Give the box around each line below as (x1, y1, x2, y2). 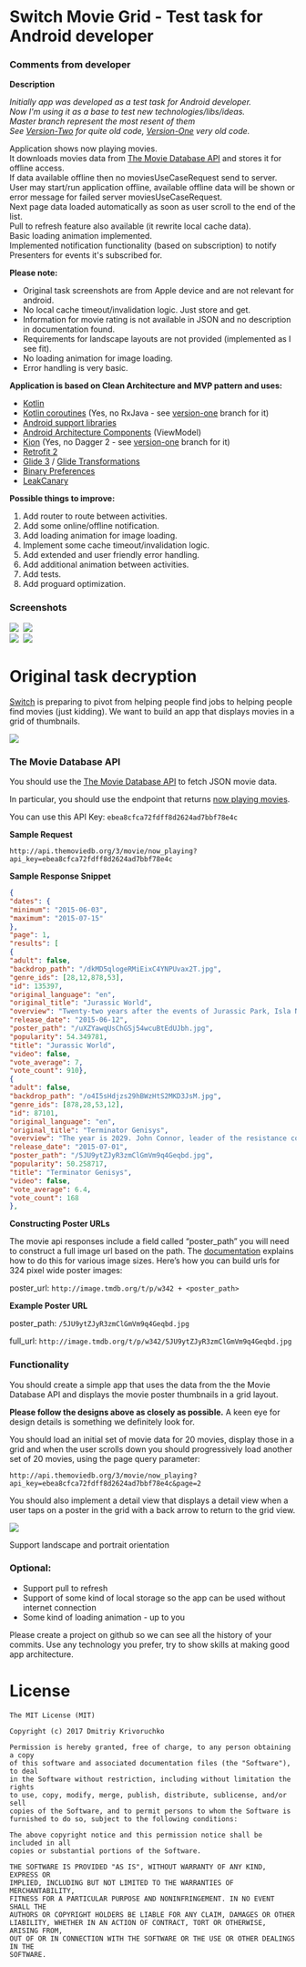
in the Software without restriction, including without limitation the (9, 1775, 291, 1784)
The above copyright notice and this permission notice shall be (9, 1830, 262, 1839)
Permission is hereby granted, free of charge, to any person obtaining (9, 1743, 291, 1752)
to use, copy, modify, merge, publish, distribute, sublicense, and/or (9, 1790, 287, 1799)
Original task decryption (9, 665, 198, 686)
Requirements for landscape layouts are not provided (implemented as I (22, 334, 291, 345)
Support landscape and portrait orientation (9, 1539, 170, 1550)
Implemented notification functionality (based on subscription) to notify (9, 240, 277, 252)
